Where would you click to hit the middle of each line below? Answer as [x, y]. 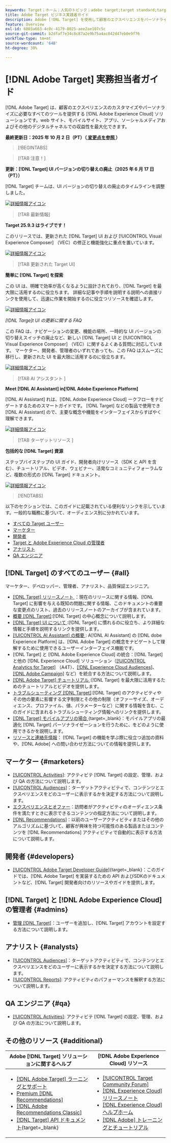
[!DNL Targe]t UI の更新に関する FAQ [44, 320]
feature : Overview [25, 24]
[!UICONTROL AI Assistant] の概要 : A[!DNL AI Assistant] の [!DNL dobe [87, 635]
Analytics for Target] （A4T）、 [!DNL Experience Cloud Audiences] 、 [85, 667]
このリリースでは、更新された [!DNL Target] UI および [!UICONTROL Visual [83, 236]
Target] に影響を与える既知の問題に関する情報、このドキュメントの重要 [88, 603]
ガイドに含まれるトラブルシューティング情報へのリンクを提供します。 [90, 712]
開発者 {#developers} [40, 856]
